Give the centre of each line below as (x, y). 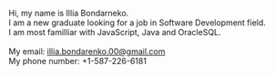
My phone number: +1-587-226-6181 (78, 61)
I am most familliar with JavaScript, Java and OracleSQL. (115, 32)
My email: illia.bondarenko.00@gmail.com (87, 52)
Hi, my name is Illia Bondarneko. (69, 13)
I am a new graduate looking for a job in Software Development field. (137, 23)
